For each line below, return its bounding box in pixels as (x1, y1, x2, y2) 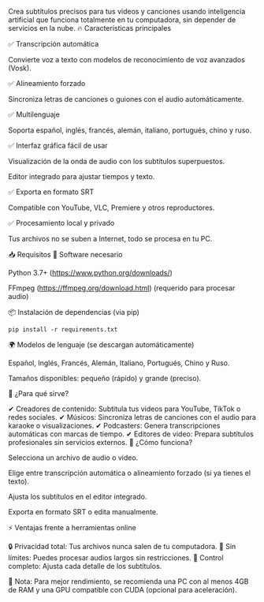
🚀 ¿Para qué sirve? (8, 389, 69, 398)
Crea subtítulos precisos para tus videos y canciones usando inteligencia (8, 7, 246, 16)
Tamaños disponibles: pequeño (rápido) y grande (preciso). (8, 374, 202, 383)
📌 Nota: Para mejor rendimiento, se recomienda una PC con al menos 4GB (8, 577, 250, 586)
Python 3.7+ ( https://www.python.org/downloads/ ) (8, 268, 173, 277)
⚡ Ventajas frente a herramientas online (8, 523, 136, 532)
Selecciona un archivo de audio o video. (8, 453, 139, 462)
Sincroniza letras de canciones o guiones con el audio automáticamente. (8, 95, 244, 103)
